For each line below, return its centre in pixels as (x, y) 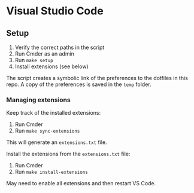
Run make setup (34, 60)
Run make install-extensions (51, 172)
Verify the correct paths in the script (60, 47)
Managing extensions (38, 100)
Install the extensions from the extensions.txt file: (68, 154)
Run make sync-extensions (47, 131)
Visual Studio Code (55, 11)
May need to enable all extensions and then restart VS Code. (81, 183)
